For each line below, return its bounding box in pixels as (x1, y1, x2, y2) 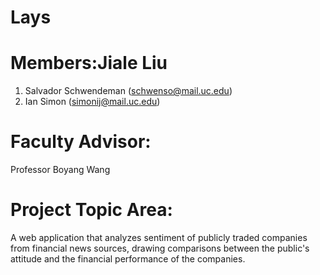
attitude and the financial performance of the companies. (10, 253, 246, 265)
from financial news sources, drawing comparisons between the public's (10, 242, 310, 254)
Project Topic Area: (10, 199, 173, 221)
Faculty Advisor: (10, 131, 152, 153)
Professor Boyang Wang (10, 164, 111, 176)
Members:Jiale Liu (10, 52, 168, 75)
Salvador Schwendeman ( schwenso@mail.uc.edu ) (24, 85, 233, 97)
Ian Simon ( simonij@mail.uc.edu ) (24, 96, 161, 108)
